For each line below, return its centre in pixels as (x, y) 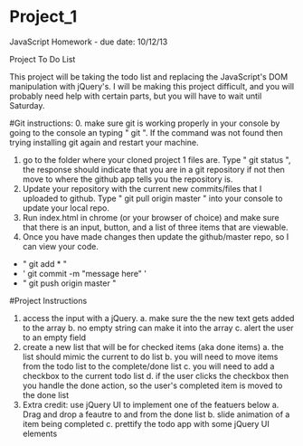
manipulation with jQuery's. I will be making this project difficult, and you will (152, 86)
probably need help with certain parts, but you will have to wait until (136, 96)
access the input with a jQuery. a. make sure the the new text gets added (158, 318)
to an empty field (54, 337)
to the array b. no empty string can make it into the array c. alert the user (158, 327)
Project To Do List (43, 59)
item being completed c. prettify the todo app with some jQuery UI (146, 423)
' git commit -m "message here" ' (85, 273)
